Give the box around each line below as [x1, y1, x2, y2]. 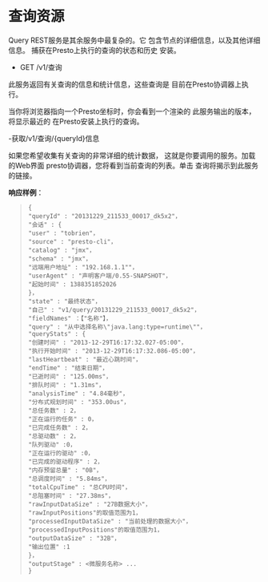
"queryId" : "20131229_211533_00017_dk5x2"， [27, 212, 182, 220]
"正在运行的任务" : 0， [27, 414, 98, 423]
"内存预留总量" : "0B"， [27, 466, 102, 474]
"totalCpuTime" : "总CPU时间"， [27, 483, 131, 491]
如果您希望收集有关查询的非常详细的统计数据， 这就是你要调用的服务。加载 [8, 150, 256, 160]
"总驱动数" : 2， [27, 432, 80, 440]
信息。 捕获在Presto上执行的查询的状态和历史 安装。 [8, 45, 182, 55]
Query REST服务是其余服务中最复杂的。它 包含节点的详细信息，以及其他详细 [8, 35, 261, 45]
